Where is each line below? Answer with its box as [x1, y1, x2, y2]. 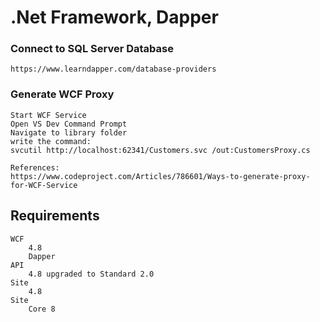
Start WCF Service [10, 110, 87, 120]
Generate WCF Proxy [10, 87, 115, 101]
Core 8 [28, 304, 56, 314]
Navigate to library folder [10, 127, 128, 138]
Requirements [10, 207, 100, 225]
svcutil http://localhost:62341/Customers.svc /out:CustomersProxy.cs [10, 145, 311, 155]
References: [10, 162, 60, 173]
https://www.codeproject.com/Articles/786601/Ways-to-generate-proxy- [10, 171, 311, 181]
